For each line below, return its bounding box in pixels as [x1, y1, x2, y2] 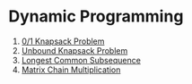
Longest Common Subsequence [21, 55, 141, 65]
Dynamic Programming [8, 6, 184, 27]
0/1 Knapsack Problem [21, 36, 105, 46]
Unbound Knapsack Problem [21, 45, 128, 55]
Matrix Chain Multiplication [21, 64, 121, 75]
